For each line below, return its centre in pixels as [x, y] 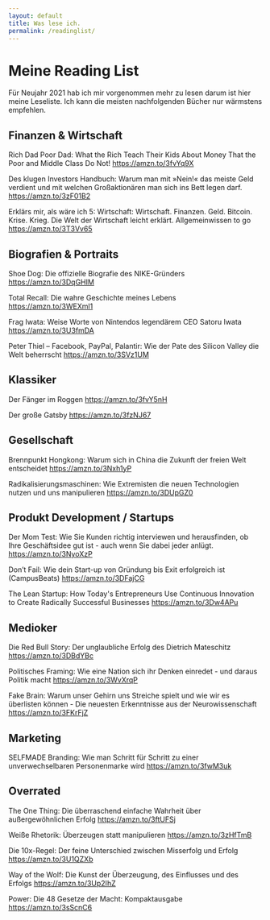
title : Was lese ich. [45, 23]
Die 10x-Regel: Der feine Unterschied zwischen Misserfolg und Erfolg [123, 850]
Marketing [35, 738]
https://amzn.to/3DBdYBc [51, 656]
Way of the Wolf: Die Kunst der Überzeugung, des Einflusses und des [124, 874]
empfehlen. [27, 110]
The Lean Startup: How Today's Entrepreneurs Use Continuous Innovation [131, 594]
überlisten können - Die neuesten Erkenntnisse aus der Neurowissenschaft [133, 704]
